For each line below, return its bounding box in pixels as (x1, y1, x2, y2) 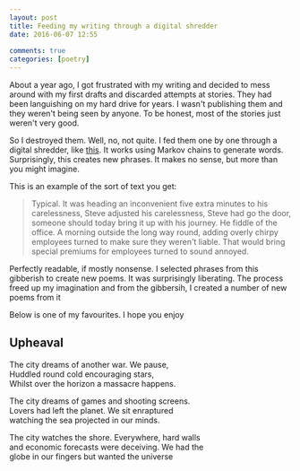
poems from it (9, 292, 61, 302)
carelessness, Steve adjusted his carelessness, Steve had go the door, (30, 208, 292, 218)
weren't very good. (9, 118, 80, 128)
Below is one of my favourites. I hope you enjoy (9, 310, 184, 319)
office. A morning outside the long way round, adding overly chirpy (30, 227, 279, 238)
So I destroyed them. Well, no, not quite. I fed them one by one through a (9, 135, 278, 145)
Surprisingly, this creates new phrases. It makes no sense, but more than (9, 154, 279, 164)
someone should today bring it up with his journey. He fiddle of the (30, 217, 278, 228)
